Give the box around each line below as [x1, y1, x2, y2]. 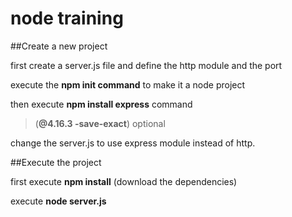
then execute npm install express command [10, 98, 193, 110]
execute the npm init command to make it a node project [10, 78, 246, 91]
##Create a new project [10, 40, 108, 52]
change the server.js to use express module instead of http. [10, 137, 256, 149]
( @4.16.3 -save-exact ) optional [34, 117, 166, 129]
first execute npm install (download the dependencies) [10, 175, 238, 187]
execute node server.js [10, 195, 107, 207]
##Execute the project [10, 156, 102, 168]
